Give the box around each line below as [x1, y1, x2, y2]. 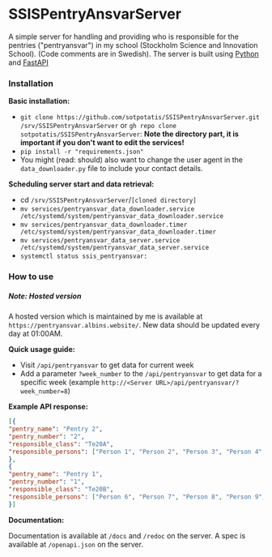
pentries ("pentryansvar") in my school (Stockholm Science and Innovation [8, 40, 258, 49]
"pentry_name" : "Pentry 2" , [8, 425, 104, 433]
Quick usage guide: [8, 345, 75, 354]
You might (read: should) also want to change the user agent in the [19, 155, 244, 165]
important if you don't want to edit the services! [19, 138, 185, 148]
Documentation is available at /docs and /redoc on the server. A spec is [8, 530, 246, 540]
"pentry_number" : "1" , [8, 478, 85, 486]
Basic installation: [8, 96, 70, 106]
